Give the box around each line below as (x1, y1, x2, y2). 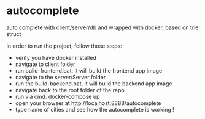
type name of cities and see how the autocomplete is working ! (15, 106, 175, 113)
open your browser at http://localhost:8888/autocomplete (15, 99, 161, 107)
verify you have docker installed (15, 54, 96, 61)
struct (6, 30, 21, 37)
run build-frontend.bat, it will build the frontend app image (15, 67, 163, 74)
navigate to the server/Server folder (15, 73, 106, 81)
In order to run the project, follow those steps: (6, 42, 123, 49)
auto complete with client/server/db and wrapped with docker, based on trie (6, 24, 199, 31)
